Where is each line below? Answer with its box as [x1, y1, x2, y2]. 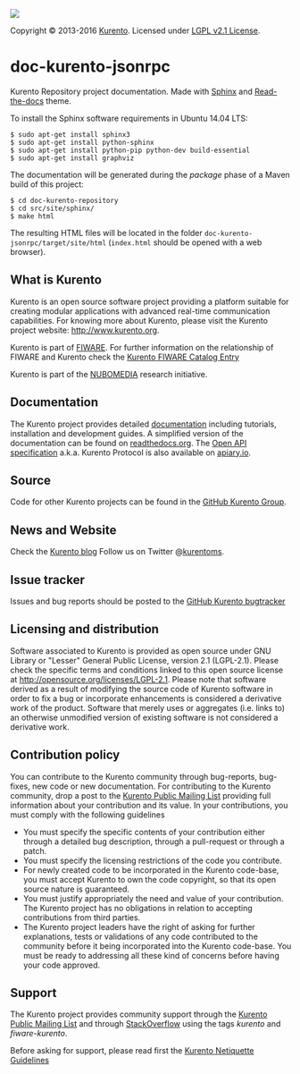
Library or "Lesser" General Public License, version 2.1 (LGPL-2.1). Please [10, 655, 279, 665]
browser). [10, 246, 46, 257]
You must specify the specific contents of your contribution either [22, 826, 266, 837]
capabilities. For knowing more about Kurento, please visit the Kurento [10, 315, 269, 326]
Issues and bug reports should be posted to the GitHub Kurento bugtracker [10, 596, 286, 606]
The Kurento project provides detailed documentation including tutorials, [10, 419, 277, 429]
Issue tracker [10, 572, 86, 588]
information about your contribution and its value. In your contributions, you [10, 799, 288, 810]
